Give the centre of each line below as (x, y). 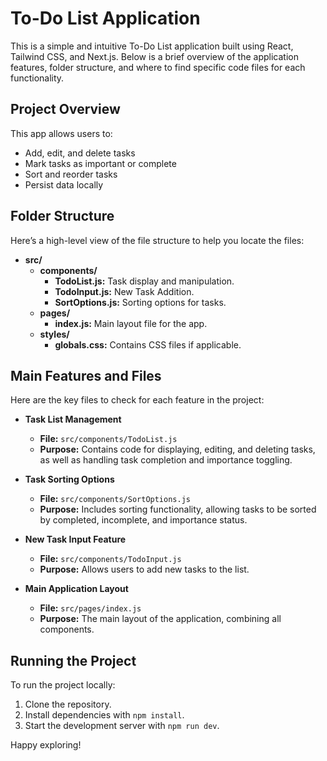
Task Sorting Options (69, 479)
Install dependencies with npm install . (104, 715)
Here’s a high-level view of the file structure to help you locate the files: (157, 240)
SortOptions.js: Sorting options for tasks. (140, 302)
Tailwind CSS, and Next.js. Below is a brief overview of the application (155, 56)
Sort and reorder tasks (71, 174)
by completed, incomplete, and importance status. (143, 520)
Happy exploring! (46, 745)
